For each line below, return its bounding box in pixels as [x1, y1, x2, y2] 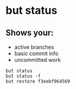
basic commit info [14, 50, 59, 57]
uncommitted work [14, 57, 61, 63]
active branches [14, 43, 54, 51]
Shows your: [5, 28, 54, 38]
